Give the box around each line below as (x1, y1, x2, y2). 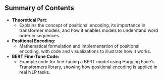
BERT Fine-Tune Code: (11, 53, 60, 59)
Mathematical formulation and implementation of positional (19, 43, 140, 49)
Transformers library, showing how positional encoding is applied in (19, 64, 158, 70)
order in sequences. (19, 32, 60, 38)
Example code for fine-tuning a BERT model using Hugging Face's (19, 58, 155, 64)
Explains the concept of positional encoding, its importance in (19, 22, 146, 28)
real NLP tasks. (19, 69, 51, 75)
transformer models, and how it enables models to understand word (19, 27, 158, 33)
